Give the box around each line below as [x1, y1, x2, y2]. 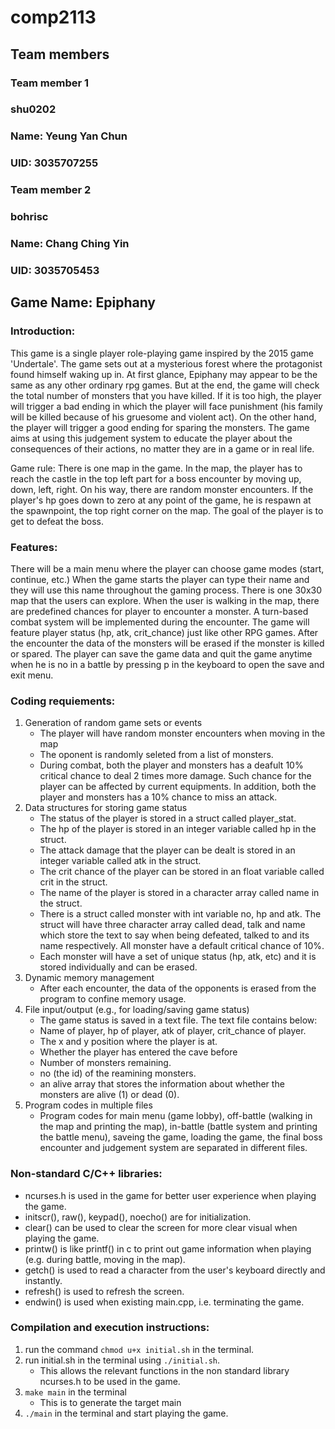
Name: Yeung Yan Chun [10, 129, 128, 143]
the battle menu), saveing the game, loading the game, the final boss [39, 1131, 323, 1143]
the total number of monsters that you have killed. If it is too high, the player [10, 389, 322, 401]
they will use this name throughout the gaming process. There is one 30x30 [10, 584, 323, 596]
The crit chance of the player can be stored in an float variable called [39, 866, 325, 878]
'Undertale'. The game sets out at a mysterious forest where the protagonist [10, 357, 323, 370]
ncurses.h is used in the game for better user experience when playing [24, 1189, 317, 1201]
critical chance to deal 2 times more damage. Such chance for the [39, 770, 312, 782]
